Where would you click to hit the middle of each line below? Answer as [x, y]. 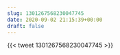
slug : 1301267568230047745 [46, 13]
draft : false [26, 26]
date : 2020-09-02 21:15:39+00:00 [55, 20]
